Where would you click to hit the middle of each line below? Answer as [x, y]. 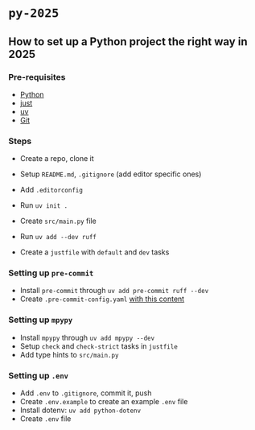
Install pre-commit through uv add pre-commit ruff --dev [114, 291]
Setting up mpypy [41, 320]
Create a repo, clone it [57, 159]
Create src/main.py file [58, 221]
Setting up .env [38, 375]
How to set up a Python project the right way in [128, 41]
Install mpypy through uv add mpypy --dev [87, 337]
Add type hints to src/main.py [69, 354]
